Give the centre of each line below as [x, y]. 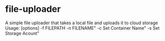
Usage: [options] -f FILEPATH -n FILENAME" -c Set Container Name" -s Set [82, 28]
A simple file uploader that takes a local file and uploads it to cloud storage [82, 23]
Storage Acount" [22, 33]
